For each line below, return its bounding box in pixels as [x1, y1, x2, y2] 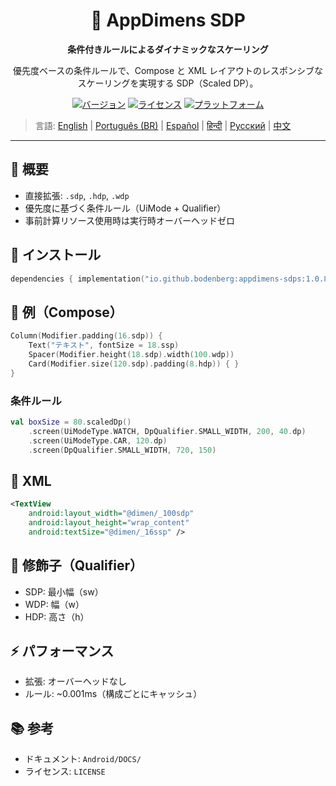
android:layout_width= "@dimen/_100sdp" [28, 509, 195, 519]
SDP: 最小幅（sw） [24, 585, 104, 598]
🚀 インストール [10, 247, 102, 264]
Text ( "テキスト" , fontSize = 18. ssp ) [28, 340, 180, 351]
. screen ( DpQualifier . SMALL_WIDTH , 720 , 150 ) [28, 445, 217, 455]
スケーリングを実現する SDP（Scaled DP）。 [77, 77, 259, 89]
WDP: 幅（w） [24, 598, 85, 610]
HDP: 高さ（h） [24, 610, 90, 623]
